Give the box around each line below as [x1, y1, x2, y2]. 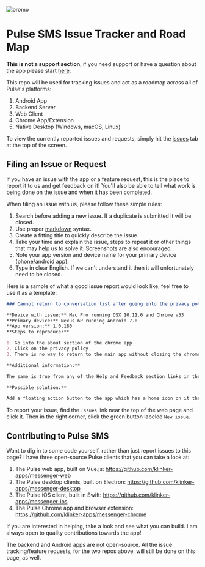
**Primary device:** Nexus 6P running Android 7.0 [6, 317, 138, 324]
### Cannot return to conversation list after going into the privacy [6, 300, 190, 307]
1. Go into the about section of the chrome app [6, 340, 132, 346]
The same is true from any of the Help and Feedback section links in [6, 373, 190, 379]
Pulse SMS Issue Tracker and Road [6, 28, 186, 41]
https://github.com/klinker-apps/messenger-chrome [15, 511, 147, 518]
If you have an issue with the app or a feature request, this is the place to [6, 175, 190, 183]
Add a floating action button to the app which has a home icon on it [6, 395, 190, 402]
